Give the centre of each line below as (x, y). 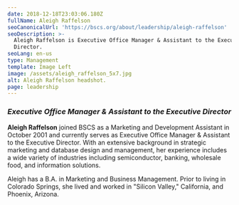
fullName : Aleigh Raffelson (49, 21)
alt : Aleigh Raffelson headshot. (57, 80)
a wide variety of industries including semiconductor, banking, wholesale (115, 157)
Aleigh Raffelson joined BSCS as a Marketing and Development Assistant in (118, 127)
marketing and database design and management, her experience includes (117, 149)
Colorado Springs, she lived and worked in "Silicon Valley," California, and (116, 186)
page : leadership (33, 87)
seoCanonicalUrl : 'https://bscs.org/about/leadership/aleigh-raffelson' (117, 27)
